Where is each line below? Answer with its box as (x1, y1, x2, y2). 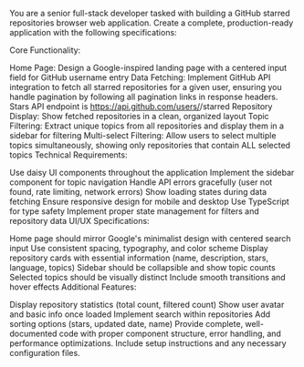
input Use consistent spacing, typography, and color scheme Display (9, 243, 269, 253)
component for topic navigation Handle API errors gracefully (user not (9, 177, 273, 188)
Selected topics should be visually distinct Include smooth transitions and (9, 272, 286, 282)
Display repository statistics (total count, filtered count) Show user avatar (9, 300, 285, 310)
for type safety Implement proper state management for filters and (9, 206, 260, 217)
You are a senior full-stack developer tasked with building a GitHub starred (9, 8, 290, 18)
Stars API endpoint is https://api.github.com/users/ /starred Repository (9, 101, 273, 112)
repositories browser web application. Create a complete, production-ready (9, 17, 294, 28)
